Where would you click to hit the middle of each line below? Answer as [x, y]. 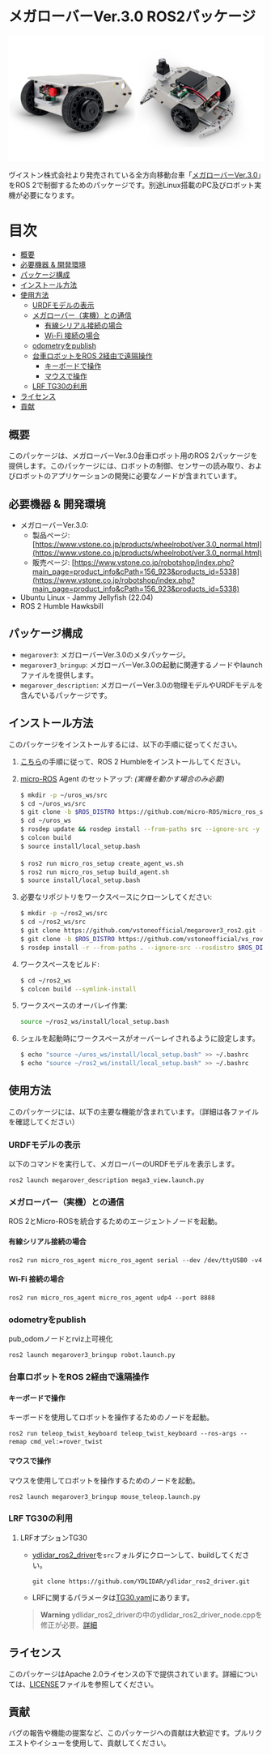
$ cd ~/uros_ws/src [53, 803]
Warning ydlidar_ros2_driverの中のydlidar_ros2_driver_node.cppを [151, 1615]
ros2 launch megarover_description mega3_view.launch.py [106, 1180]
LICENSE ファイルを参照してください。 [94, 1684]
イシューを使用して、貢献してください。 [104, 1743]
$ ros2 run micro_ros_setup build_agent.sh [95, 872]
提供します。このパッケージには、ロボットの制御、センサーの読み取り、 [128, 466]
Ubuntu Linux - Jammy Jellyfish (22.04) [87, 597]
